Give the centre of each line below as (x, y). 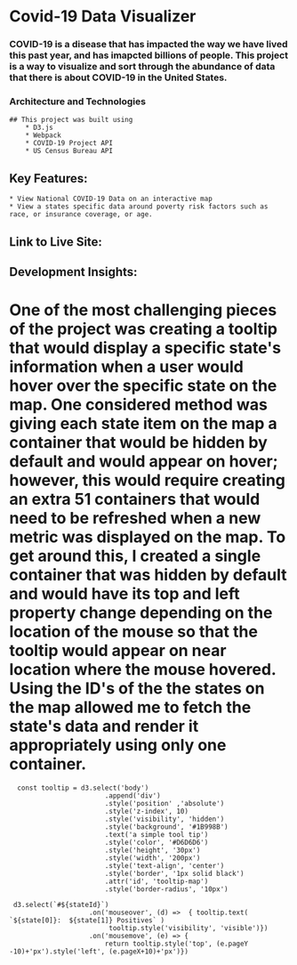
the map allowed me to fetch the (130, 707)
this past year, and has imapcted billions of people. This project (149, 55)
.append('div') (133, 795)
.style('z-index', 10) (147, 811)
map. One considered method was (139, 405)
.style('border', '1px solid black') (174, 873)
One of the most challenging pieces (143, 310)
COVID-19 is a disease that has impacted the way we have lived (148, 45)
